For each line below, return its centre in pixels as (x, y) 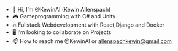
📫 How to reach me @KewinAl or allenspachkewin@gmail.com (92, 41)
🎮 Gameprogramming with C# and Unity (64, 16)
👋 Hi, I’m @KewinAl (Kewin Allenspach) (61, 9)
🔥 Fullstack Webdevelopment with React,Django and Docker (88, 25)
